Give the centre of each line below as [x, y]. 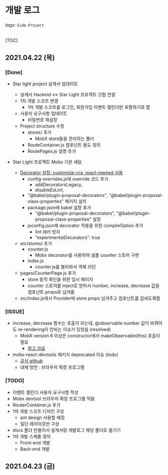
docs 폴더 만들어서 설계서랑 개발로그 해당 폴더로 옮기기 [67, 430]
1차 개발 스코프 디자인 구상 [38, 411]
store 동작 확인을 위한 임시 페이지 [60, 280]
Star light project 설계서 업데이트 [45, 84]
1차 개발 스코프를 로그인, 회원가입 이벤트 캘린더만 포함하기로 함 [89, 107]
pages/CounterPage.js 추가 [48, 273]
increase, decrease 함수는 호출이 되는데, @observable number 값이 [81, 323]
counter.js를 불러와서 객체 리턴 [65, 267]
